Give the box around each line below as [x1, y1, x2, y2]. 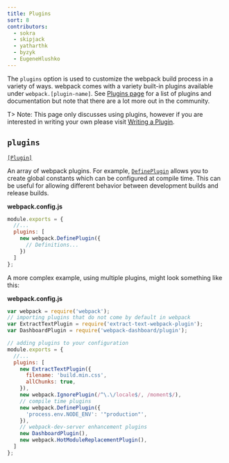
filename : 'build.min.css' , [25, 372, 108, 379]
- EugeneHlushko [13, 56, 60, 63]
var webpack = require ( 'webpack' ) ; [7, 307, 110, 315]
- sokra [13, 29, 36, 37]
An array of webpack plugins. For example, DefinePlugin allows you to [7, 166, 208, 174]
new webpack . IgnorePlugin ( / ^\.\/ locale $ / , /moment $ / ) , [19, 391, 182, 398]
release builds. [7, 188, 49, 197]
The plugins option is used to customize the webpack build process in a [7, 74, 214, 83]
